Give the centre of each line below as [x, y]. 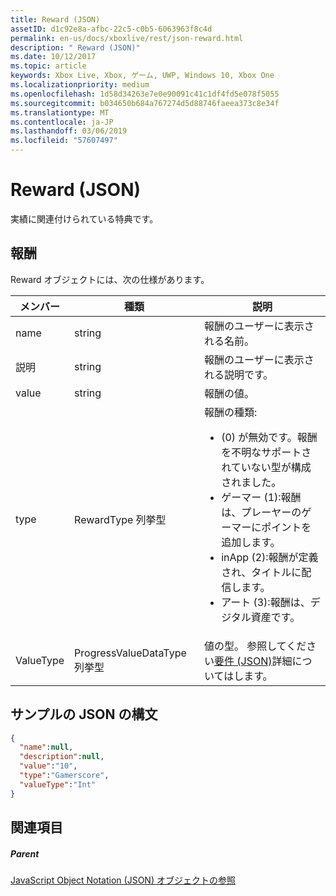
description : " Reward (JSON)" [75, 47]
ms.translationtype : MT [60, 112]
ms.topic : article [48, 66]
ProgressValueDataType [130, 653]
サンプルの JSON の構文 [84, 714]
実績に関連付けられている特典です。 [84, 218]
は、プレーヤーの [261, 512]
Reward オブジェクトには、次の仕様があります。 [110, 279]
